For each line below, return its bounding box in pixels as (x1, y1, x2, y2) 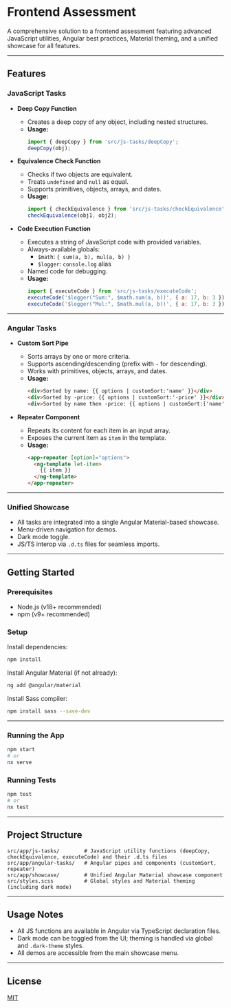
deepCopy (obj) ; (27, 145, 71, 151)
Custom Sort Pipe (16, 339, 69, 348)
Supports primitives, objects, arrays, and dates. (27, 185, 162, 193)
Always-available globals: (27, 245, 100, 253)
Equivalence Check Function (16, 157, 101, 165)
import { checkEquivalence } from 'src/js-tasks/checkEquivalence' (27, 206, 225, 213)
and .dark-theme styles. (16, 941, 85, 950)
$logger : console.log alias (37, 260, 112, 269)
